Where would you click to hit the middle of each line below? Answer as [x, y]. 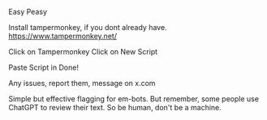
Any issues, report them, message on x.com [82, 83]
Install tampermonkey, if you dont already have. [88, 27]
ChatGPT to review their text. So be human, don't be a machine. [115, 107]
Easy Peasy [28, 12]
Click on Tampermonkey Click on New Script [83, 51]
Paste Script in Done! [44, 67]
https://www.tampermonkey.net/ [63, 36]
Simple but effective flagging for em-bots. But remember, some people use [134, 99]
